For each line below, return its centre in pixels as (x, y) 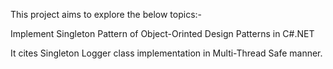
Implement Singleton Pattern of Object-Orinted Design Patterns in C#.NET (162, 33)
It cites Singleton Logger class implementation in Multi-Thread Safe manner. (166, 53)
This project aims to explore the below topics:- (106, 14)
